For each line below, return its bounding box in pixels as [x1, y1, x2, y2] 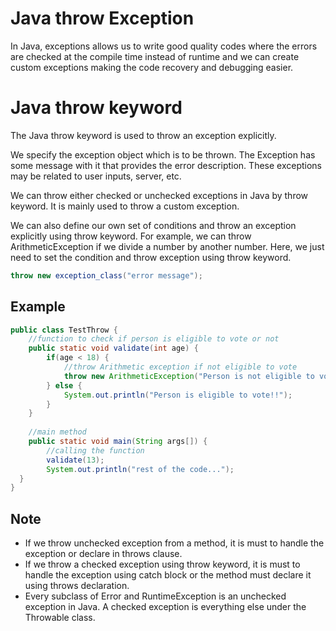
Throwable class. [24, 612, 96, 624]
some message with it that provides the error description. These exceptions [10, 159, 322, 171]
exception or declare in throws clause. [24, 548, 183, 560]
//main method [28, 427, 87, 437]
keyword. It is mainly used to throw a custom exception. [10, 200, 240, 212]
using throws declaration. [24, 580, 130, 592]
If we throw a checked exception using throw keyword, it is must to [24, 558, 301, 571]
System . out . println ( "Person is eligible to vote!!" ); [63, 390, 293, 400]
